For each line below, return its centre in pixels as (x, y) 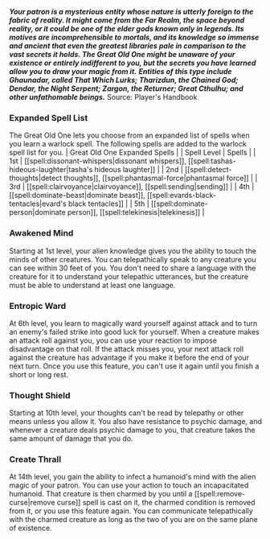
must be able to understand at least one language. (92, 285)
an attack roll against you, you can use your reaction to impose (113, 340)
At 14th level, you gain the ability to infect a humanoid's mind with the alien (133, 477)
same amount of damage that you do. (71, 438)
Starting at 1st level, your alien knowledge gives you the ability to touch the (133, 251)
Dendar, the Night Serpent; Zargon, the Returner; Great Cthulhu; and (126, 88)
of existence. (31, 528)
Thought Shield (40, 395)
